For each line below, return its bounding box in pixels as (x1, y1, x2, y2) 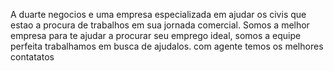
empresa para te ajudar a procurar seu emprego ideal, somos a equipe (10, 30, 302, 41)
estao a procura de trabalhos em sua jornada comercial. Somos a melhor (10, 19, 310, 31)
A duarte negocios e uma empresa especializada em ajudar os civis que (10, 9, 307, 20)
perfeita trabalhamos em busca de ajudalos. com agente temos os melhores (10, 40, 324, 52)
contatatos (10, 51, 55, 63)
